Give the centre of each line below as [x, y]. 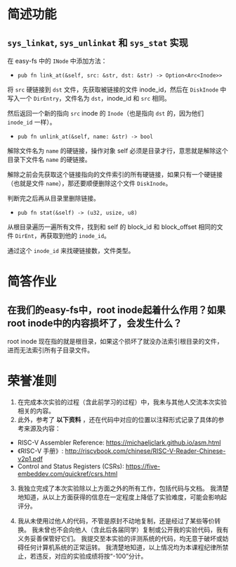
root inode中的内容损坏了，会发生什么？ [95, 323]
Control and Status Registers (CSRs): [71, 466]
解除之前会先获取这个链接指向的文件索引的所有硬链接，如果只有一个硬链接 [115, 174]
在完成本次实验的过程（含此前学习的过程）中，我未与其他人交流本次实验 [122, 401]
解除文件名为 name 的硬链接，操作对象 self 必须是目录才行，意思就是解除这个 [118, 151]
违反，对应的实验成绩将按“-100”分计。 [92, 556]
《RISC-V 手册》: [40, 451]
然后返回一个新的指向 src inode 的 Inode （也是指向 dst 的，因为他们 [106, 113]
